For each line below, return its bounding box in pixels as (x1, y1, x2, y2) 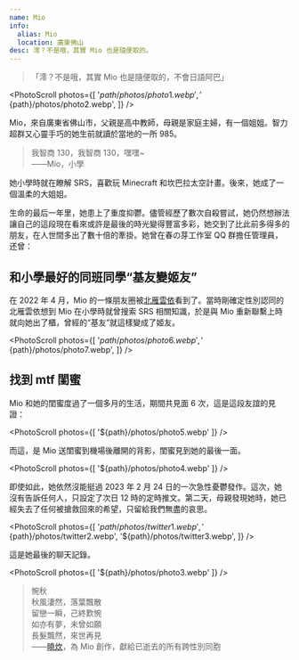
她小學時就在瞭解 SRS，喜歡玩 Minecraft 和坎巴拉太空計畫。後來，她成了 (9, 177, 277, 188)
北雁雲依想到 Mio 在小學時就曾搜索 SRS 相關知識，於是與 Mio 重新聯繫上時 (9, 306, 283, 316)
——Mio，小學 (30, 159, 85, 169)
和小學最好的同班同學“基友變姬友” (9, 269, 198, 285)
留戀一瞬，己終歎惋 (30, 607, 102, 618)
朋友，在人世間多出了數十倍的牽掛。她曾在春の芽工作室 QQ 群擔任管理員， (9, 230, 283, 240)
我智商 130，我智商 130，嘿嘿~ (30, 148, 145, 159)
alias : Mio (17, 29, 58, 38)
